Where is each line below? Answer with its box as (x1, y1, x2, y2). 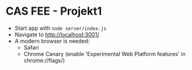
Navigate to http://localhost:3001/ (14, 30, 100, 38)
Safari (23, 44, 39, 51)
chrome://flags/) (23, 57, 65, 64)
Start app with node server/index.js (14, 24, 107, 32)
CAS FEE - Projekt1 (6, 4, 102, 18)
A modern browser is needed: (14, 37, 90, 44)
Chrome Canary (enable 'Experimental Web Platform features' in (23, 50, 186, 57)
